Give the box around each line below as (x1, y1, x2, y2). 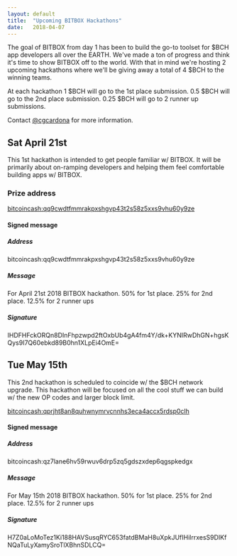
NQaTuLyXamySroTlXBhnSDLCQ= (7, 541, 106, 550)
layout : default (7, 10, 55, 18)
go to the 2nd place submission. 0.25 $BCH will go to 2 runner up (7, 95, 199, 103)
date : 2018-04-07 (7, 23, 65, 31)
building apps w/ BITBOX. (7, 171, 83, 179)
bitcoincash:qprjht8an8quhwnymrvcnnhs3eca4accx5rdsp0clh (7, 407, 189, 415)
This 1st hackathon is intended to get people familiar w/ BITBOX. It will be (7, 156, 221, 164)
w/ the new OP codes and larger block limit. (7, 392, 135, 402)
